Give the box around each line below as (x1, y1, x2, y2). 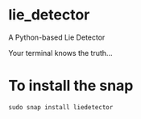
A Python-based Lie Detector (8, 32, 106, 42)
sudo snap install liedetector (8, 103, 114, 111)
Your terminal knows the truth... (8, 48, 113, 57)
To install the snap (8, 77, 134, 95)
